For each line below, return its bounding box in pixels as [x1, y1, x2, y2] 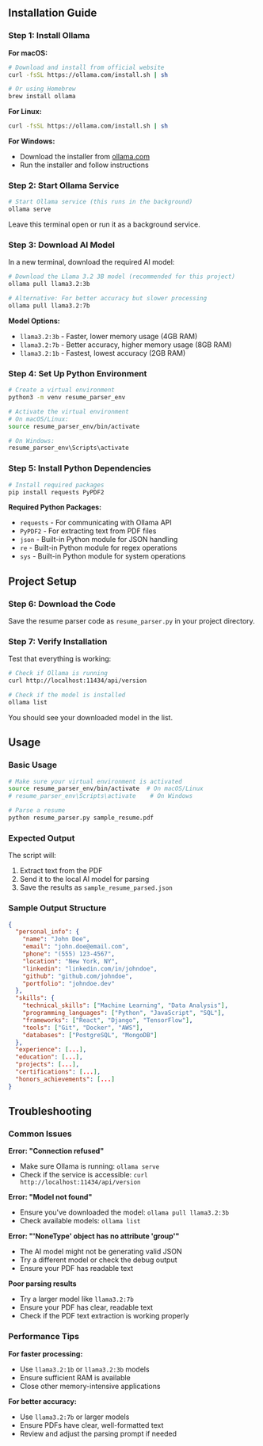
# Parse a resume [8, 807, 66, 815]
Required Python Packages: [8, 502, 101, 512]
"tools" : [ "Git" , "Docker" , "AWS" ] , [22, 1024, 144, 1032]
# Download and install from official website [8, 63, 165, 71]
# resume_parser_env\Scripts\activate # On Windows [8, 792, 193, 800]
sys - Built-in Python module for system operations [19, 551, 186, 561]
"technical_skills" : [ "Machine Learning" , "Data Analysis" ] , [22, 1002, 228, 1009]
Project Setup [8, 574, 78, 588]
